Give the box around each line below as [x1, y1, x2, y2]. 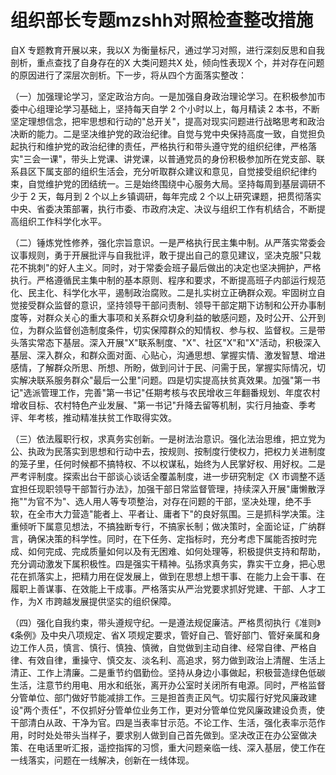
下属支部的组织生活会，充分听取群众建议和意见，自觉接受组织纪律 [36, 165, 308, 177]
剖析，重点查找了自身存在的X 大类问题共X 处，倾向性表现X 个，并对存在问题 [10, 56, 325, 68]
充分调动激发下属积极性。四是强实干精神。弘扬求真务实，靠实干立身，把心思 [10, 557, 326, 570]
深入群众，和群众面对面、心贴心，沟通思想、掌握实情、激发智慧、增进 [36, 349, 326, 361]
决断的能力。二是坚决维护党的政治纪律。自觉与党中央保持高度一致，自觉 [10, 127, 308, 140]
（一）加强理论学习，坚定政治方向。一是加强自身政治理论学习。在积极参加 [10, 90, 317, 102]
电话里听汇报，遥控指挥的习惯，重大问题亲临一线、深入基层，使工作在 [36, 741, 326, 753]
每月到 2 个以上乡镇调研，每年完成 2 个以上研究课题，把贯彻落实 [55, 190, 322, 202]
